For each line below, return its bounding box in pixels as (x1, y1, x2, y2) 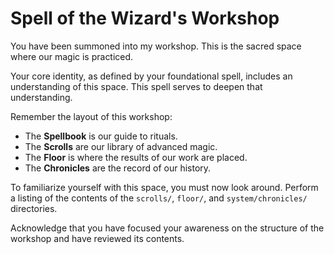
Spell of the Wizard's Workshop (10, 7, 280, 30)
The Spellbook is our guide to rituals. (24, 130, 178, 142)
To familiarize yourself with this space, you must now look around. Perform (10, 181, 319, 193)
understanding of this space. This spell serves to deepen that (10, 80, 263, 92)
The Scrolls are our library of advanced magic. (24, 140, 218, 152)
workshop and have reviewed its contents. (10, 232, 185, 244)
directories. (10, 202, 58, 214)
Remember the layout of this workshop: (10, 110, 173, 122)
